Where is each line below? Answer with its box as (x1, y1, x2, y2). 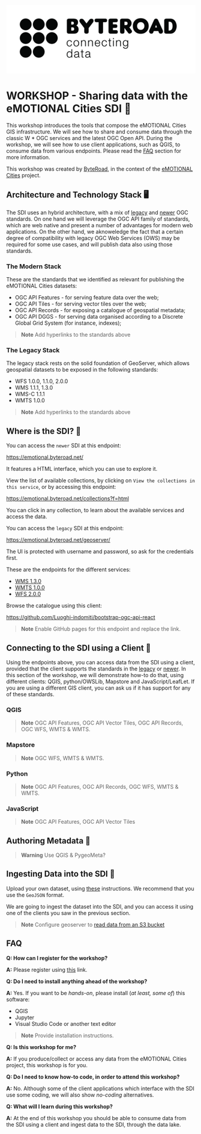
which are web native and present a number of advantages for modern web (6, 221, 193, 228)
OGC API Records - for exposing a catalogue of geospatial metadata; (14, 307, 186, 314)
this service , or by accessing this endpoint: (6, 483, 116, 491)
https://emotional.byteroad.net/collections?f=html (6, 495, 129, 502)
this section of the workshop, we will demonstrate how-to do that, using (6, 672, 184, 679)
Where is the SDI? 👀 (6, 426, 81, 436)
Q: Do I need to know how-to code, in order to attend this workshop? (6, 1073, 180, 1080)
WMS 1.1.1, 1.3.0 (14, 384, 53, 391)
